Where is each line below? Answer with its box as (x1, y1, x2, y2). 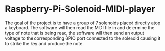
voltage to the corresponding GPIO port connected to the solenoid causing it (5, 35, 161, 41)
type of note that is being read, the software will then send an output (5, 30, 144, 36)
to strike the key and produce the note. (5, 40, 84, 46)
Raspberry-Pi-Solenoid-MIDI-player (5, 3, 155, 15)
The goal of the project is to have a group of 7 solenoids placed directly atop (5, 20, 161, 25)
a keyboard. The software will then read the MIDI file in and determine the (5, 25, 155, 30)
